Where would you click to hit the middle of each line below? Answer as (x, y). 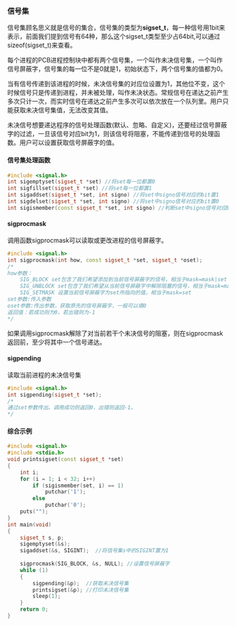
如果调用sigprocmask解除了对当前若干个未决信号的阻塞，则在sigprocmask (115, 333)
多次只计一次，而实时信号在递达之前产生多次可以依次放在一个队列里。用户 (115, 101)
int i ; (29, 472)
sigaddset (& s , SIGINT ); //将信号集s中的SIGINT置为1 (94, 551)
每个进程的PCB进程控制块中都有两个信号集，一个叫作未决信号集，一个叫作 (115, 60)
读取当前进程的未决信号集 (44, 375)
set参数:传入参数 (29, 300)
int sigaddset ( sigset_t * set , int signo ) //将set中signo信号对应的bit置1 (113, 195)
